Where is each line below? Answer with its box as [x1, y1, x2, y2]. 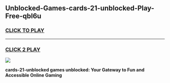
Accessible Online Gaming [5, 72, 62, 78]
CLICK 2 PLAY [5, 46, 40, 53]
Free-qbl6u [5, 12, 41, 21]
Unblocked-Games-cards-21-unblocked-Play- [5, 4, 154, 13]
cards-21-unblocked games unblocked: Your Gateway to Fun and [5, 66, 145, 72]
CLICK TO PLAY [5, 27, 45, 34]
